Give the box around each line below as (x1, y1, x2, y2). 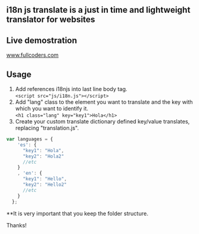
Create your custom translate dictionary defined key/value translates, (15, 118, 190, 125)
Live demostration (6, 35, 78, 45)
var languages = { (6, 136, 53, 142)
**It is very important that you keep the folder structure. (6, 210, 149, 217)
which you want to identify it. (15, 105, 89, 112)
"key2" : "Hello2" (22, 181, 67, 188)
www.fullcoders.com (6, 51, 59, 59)
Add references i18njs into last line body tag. (15, 86, 127, 93)
